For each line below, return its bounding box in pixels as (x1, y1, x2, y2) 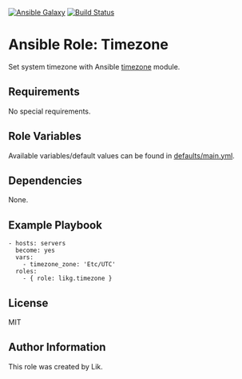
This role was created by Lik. (8, 361, 104, 371)
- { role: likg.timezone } (22, 274, 113, 283)
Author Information (8, 341, 106, 354)
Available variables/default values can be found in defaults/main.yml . (8, 150, 236, 160)
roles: (15, 268, 38, 276)
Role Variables (8, 130, 81, 143)
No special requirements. (8, 106, 91, 116)
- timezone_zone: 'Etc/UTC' (22, 261, 116, 269)
